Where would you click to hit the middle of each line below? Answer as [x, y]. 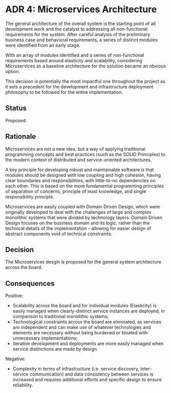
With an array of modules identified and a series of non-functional [75, 55]
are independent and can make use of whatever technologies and [82, 327]
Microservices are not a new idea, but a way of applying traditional [75, 149]
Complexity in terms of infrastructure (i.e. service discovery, [76, 369]
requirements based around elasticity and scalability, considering [74, 60]
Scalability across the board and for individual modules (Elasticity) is [84, 306]
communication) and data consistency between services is [92, 374]
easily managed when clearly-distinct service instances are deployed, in [89, 311]
